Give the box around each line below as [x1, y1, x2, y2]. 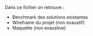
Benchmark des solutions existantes [12, 14, 88, 20]
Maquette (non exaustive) [12, 25, 67, 31]
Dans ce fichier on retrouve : [5, 5, 65, 10]
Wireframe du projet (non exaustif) [12, 20, 85, 25]
